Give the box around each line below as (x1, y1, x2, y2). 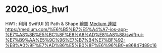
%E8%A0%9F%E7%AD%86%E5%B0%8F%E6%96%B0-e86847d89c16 (5, 42, 157, 48)
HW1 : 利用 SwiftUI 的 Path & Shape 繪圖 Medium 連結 (5, 20, 117, 26)
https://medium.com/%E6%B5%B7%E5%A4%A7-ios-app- (5, 26, 128, 32)
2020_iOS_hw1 (5, 3, 69, 15)
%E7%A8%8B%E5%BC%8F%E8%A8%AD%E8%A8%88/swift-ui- (5, 31, 144, 37)
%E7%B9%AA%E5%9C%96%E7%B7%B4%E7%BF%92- (5, 36, 126, 43)
